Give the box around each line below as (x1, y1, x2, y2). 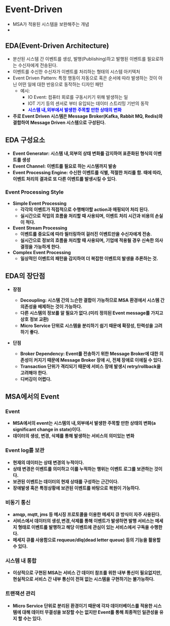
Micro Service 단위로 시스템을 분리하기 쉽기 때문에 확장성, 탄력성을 (20, 322, 153, 329)
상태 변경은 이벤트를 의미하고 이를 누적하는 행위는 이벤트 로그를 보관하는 (12, 466, 153, 472)
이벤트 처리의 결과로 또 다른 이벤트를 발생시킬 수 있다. (12, 176, 117, 182)
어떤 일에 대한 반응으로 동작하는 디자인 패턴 (18, 81, 104, 87)
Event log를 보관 (5, 447, 45, 454)
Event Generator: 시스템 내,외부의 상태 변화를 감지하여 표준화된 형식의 (12, 150, 153, 156)
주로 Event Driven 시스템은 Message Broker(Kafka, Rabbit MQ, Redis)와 (12, 113, 163, 119)
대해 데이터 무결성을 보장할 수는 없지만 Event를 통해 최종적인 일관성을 (22, 609, 159, 615)
